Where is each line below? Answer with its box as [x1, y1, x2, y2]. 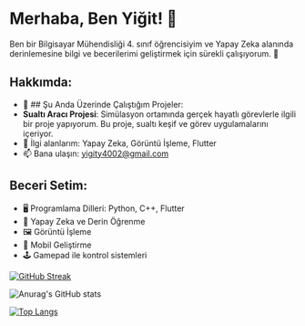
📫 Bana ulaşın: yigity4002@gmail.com [22, 148, 169, 159]
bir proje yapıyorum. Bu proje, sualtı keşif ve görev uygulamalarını [22, 118, 269, 129]
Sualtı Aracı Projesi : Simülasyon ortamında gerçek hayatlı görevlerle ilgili [22, 109, 297, 120]
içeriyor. [22, 128, 54, 139]
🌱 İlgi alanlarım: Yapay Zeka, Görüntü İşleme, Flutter [22, 137, 217, 149]
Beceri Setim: [9, 178, 88, 194]
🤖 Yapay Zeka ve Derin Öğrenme [22, 216, 146, 226]
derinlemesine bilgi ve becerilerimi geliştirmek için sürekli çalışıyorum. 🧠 [9, 47, 280, 58]
